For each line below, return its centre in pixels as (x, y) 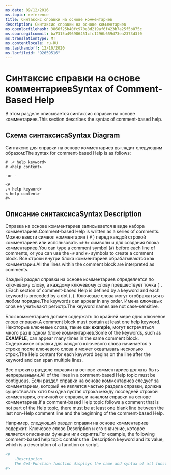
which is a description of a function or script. (52, 445)
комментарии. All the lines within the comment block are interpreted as (80, 264)
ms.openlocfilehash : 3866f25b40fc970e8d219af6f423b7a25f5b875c (74, 29)
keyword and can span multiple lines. (44, 360)
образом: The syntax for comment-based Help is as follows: (68, 153)
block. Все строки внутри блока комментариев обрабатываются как (80, 259)
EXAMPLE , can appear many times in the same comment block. (72, 338)
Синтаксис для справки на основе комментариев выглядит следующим (84, 148)
